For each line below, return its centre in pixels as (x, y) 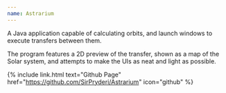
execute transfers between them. (54, 40)
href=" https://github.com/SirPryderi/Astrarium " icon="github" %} (101, 82)
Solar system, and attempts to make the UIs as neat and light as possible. (112, 61)
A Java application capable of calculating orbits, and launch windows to (110, 33)
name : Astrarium (31, 13)
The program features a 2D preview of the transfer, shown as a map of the (113, 54)
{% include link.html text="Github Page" (64, 74)
